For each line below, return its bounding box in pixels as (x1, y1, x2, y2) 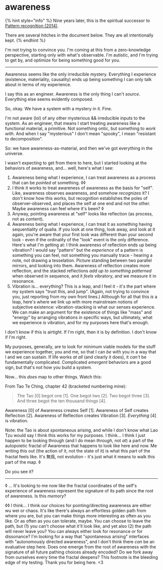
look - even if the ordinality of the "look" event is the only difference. (12, 236, 149, 242)
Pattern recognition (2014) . (5, 22, 59, 28)
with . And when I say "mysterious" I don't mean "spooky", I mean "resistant (5, 131, 156, 137)
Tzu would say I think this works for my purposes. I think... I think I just (5, 432, 146, 438)
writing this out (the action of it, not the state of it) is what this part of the (5, 448, 150, 453)
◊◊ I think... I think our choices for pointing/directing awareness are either (5, 502, 151, 508)
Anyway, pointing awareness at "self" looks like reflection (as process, (12, 211, 153, 216)
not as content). (12, 216, 44, 222)
